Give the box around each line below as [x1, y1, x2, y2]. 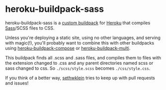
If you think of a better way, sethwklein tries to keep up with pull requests [5, 75, 156, 81]
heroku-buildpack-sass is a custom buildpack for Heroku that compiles [5, 20, 151, 26]
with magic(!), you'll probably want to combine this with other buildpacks [5, 40, 155, 45]
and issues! [5, 80, 29, 86]
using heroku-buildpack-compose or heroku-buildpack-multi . [5, 45, 131, 51]
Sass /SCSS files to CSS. [5, 25, 55, 31]
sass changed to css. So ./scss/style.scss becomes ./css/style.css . [5, 65, 151, 71]
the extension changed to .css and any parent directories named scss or [5, 60, 154, 66]
